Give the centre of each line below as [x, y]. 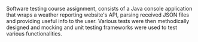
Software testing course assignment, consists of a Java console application [99, 9]
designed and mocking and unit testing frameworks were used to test [92, 27]
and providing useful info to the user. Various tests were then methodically [98, 21]
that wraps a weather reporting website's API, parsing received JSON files [98, 15]
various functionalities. [34, 34]
